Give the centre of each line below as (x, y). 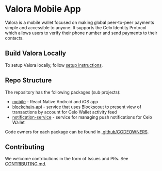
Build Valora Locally (36, 53)
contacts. (15, 38)
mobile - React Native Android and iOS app (55, 101)
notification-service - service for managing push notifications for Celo (82, 117)
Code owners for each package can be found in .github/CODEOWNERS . (77, 132)
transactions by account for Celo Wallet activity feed (65, 112)
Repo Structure (28, 81)
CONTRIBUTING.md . (26, 164)
